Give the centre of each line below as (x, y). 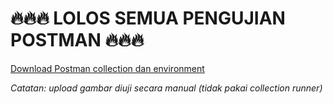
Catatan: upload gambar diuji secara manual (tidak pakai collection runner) (166, 88)
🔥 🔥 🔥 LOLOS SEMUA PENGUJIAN (148, 18)
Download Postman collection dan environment (107, 68)
